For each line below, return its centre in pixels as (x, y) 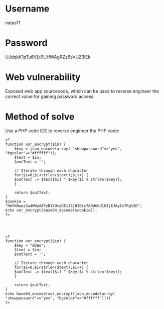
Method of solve (40, 117)
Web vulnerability (43, 77)
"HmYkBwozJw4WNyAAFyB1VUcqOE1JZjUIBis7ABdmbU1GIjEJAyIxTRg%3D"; (74, 206)
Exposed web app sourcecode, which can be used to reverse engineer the (82, 91)
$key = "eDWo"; (30, 245)
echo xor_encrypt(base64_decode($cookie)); (51, 210)
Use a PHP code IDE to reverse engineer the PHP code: (62, 131)
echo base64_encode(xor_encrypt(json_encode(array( (60, 294)
